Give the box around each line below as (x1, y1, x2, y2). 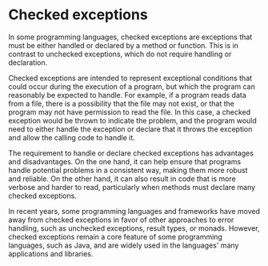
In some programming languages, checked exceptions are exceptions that (8, 32, 253, 42)
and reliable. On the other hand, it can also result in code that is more (8, 174, 236, 183)
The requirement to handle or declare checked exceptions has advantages (8, 148, 254, 158)
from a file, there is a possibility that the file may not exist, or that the (8, 99, 234, 108)
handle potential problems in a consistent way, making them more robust (8, 165, 248, 175)
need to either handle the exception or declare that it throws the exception (8, 124, 253, 134)
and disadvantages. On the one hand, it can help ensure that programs (8, 156, 242, 166)
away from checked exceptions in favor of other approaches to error (8, 215, 234, 224)
